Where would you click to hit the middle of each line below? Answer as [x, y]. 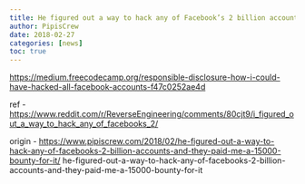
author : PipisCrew [44, 26]
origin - [23, 141]
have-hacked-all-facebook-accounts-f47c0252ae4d [108, 87]
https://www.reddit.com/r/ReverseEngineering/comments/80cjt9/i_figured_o [152, 114]
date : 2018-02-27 [42, 34]
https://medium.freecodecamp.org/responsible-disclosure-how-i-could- [145, 77]
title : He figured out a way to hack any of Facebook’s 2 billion [138, 18]
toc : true [28, 52]
